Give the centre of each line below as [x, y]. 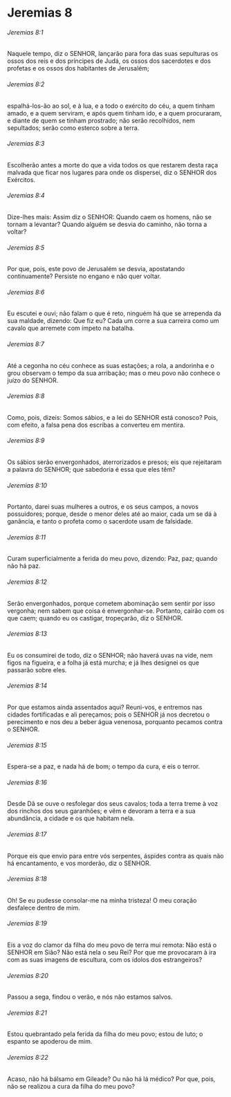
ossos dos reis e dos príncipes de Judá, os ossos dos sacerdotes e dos [109, 61]
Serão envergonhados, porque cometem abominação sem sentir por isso [111, 603]
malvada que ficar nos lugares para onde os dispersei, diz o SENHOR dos [112, 172]
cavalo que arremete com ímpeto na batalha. [71, 328]
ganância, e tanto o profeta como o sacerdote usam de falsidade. [100, 522]
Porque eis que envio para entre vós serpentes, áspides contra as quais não [115, 856]
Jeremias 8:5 [26, 248]
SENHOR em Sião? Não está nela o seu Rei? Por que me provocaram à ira [112, 952]
